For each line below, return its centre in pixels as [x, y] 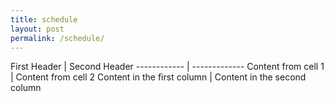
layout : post [37, 29]
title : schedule [44, 19]
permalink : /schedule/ [57, 38]
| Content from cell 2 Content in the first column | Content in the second [158, 77]
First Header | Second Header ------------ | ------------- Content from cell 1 [167, 67]
